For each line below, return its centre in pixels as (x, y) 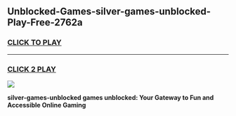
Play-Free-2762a (45, 23)
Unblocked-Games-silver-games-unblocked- (109, 12)
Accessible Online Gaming (47, 105)
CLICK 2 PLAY (32, 69)
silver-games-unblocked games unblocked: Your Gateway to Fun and (111, 97)
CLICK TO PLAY (34, 43)
